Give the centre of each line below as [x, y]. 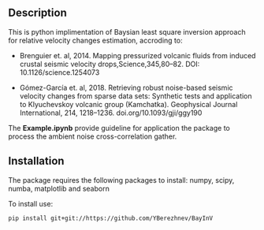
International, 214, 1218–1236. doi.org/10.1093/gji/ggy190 [111, 113]
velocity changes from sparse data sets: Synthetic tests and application [136, 96]
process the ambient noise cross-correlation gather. [93, 136]
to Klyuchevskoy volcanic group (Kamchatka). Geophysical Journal [128, 104]
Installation [36, 161]
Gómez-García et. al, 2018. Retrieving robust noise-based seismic [126, 87]
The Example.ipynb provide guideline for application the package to [119, 128]
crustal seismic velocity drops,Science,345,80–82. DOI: [110, 64]
